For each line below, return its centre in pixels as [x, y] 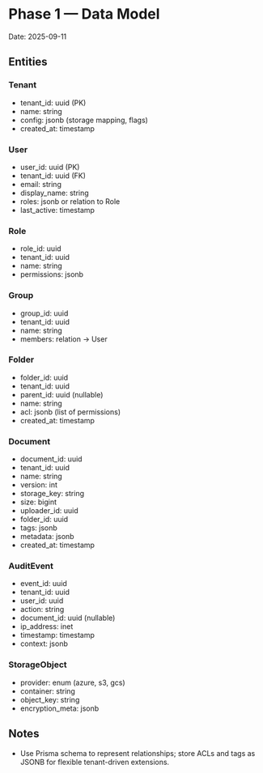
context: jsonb [44, 643]
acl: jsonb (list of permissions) [70, 412]
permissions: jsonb [51, 274]
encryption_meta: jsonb [59, 708]
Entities [28, 62]
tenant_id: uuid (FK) [53, 176]
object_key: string [50, 699]
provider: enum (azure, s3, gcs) [72, 682]
